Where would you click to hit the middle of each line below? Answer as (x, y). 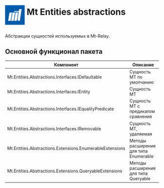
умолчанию (142, 82)
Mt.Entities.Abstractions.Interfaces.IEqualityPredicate (61, 109)
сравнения (141, 117)
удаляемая (141, 134)
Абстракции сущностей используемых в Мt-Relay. (57, 36)
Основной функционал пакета (54, 51)
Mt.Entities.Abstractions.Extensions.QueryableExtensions (65, 171)
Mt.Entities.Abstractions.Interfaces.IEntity (49, 92)
